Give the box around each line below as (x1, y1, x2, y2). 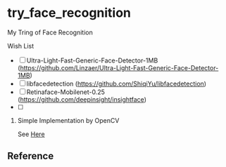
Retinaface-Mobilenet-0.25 (26, 88, 106, 96)
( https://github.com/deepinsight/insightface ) (17, 95, 146, 103)
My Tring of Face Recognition (7, 28, 93, 36)
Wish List (7, 41, 34, 50)
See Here (17, 130, 45, 138)
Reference (7, 150, 54, 162)
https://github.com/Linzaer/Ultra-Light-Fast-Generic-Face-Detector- (20, 63, 219, 72)
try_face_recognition (7, 5, 132, 21)
